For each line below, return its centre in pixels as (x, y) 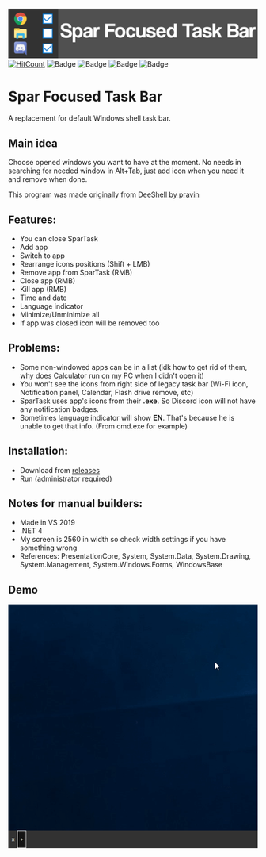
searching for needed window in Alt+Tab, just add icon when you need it (126, 171)
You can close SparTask (59, 238)
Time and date (43, 298)
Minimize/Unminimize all (59, 314)
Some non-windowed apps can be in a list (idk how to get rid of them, (133, 367)
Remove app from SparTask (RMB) (76, 272)
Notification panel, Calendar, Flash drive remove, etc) (106, 392)
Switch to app (42, 256)
